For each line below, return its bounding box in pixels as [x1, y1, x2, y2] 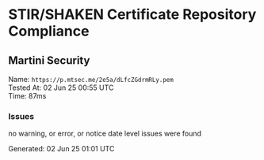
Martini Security [8, 54, 90, 67]
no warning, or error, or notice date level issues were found [8, 128, 202, 139]
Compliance [8, 22, 90, 40]
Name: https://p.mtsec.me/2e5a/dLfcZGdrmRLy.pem [8, 75, 174, 84]
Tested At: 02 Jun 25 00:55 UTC [8, 83, 114, 92]
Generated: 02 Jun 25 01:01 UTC [8, 144, 115, 154]
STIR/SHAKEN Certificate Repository [8, 6, 257, 24]
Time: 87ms [8, 91, 47, 100]
